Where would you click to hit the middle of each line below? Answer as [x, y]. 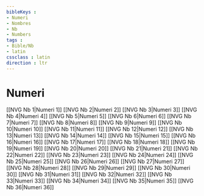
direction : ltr [27, 63]
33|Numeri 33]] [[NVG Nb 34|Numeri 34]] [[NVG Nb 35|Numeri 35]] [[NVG [100, 181]
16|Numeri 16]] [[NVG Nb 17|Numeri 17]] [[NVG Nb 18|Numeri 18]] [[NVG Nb [101, 142]
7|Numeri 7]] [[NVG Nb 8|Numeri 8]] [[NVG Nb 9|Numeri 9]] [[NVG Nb [94, 123]
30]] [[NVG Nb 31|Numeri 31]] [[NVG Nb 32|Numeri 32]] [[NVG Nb [89, 175]
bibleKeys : [21, 12]
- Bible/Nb [20, 46]
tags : [15, 40]
